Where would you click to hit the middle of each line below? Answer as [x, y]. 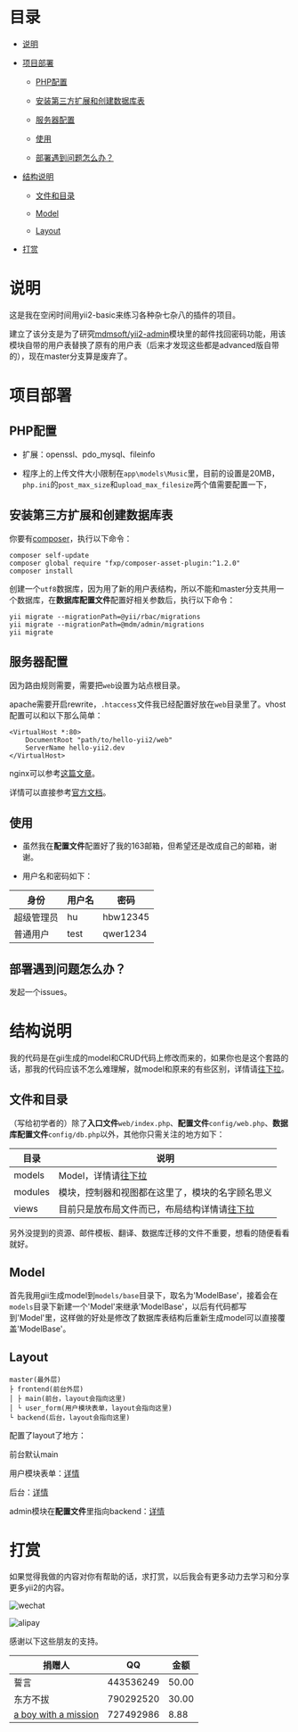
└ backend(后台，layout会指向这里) [70, 1417]
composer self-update [49, 555]
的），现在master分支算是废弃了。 [71, 356]
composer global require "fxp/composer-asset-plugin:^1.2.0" [125, 563]
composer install [41, 571]
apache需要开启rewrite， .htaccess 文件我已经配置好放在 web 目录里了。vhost [148, 704]
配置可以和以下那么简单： [56, 715]
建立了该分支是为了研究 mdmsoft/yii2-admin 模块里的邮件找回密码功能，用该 [148, 334]
